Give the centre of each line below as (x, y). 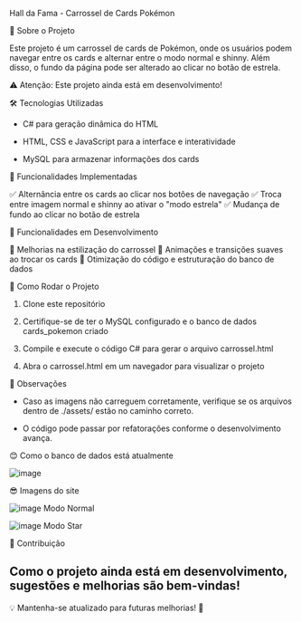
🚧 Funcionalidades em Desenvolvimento (84, 232)
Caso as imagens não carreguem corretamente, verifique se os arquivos (157, 401)
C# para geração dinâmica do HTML (90, 124)
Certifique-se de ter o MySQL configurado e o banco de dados (140, 321)
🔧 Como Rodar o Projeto (54, 286)
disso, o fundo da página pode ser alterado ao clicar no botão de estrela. (145, 67)
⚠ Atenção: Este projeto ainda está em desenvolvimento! (116, 85)
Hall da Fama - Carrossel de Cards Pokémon (92, 13)
